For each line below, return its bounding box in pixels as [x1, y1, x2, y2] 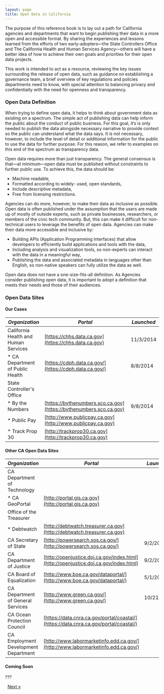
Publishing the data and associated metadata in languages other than [12, 257, 152, 263]
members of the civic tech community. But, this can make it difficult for [5, 216, 148, 222]
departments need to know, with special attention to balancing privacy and [5, 81, 155, 87]
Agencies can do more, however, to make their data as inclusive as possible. [5, 201, 159, 206]
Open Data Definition [5, 99, 56, 106]
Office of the [7, 509, 37, 515]
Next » [7, 684, 21, 690]
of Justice [7, 563, 31, 570]
